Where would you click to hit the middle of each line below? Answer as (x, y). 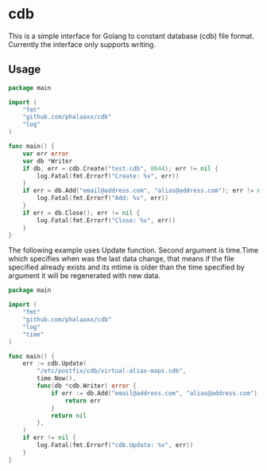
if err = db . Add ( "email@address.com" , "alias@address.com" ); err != (138, 191)
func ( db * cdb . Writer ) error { (87, 386)
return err (83, 400)
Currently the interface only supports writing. (82, 44)
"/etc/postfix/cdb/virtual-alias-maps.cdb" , (112, 371)
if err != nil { (50, 438)
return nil (69, 415)
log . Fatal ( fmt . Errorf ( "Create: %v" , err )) (108, 176)
